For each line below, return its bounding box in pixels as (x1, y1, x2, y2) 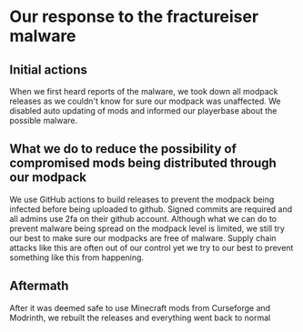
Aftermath (9, 278, 69, 294)
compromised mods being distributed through (9, 156, 278, 171)
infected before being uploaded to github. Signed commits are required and (9, 203, 293, 215)
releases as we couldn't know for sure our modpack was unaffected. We (9, 96, 281, 106)
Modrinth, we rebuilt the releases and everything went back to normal (9, 312, 271, 323)
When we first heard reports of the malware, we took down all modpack (9, 86, 278, 96)
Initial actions (9, 62, 88, 77)
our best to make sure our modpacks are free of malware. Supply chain (9, 232, 277, 243)
